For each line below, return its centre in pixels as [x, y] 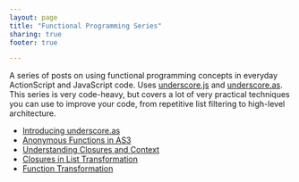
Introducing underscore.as [71, 131]
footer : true [34, 42]
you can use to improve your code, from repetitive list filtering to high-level [147, 104]
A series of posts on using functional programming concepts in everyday [144, 76]
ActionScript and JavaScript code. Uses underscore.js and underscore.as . [146, 85]
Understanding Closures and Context [90, 150]
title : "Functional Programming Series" [86, 26]
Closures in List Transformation [80, 159]
